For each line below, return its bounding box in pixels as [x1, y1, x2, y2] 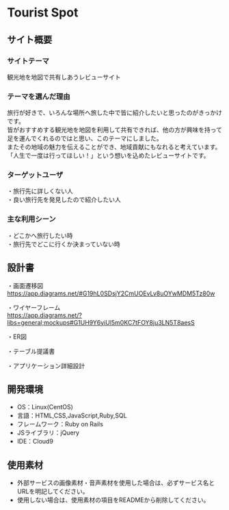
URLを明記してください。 [16, 487, 89, 496]
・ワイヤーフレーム [7, 303, 61, 311]
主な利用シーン [7, 215, 56, 224]
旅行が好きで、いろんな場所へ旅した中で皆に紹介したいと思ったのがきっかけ [7, 108, 222, 117]
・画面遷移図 [7, 281, 43, 289]
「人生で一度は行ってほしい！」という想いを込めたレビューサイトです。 [7, 151, 210, 160]
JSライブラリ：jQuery [16, 428, 80, 437]
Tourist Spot [7, 5, 79, 21]
